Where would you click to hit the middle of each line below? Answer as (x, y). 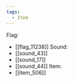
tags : (13, 12)
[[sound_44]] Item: (38, 66)
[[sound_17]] (30, 60)
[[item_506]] (31, 72)
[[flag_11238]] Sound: (41, 47)
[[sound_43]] (31, 53)
